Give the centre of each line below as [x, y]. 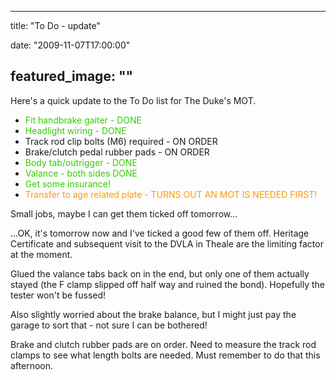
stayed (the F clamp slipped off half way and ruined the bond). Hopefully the [167, 284]
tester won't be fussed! [58, 295]
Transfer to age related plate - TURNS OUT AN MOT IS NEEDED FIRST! [171, 194]
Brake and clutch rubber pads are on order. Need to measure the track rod [163, 344]
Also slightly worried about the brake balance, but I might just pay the [153, 314]
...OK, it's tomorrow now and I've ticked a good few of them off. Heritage [160, 233]
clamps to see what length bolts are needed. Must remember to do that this [165, 355]
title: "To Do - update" [55, 25]
